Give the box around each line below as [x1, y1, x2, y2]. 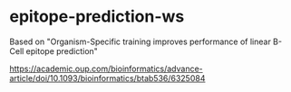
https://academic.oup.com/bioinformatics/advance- [9, 63, 204, 74]
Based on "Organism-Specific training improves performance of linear [9, 36, 272, 47]
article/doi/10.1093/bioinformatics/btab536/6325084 [9, 72, 206, 83]
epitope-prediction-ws [9, 6, 185, 27]
